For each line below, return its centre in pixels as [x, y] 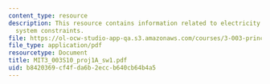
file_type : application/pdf [55, 46]
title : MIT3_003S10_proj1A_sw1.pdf [68, 61]
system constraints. [50, 30]
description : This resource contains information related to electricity [135, 23]
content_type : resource [48, 16]
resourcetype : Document [48, 53]
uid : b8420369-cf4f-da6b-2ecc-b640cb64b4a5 [82, 68]
